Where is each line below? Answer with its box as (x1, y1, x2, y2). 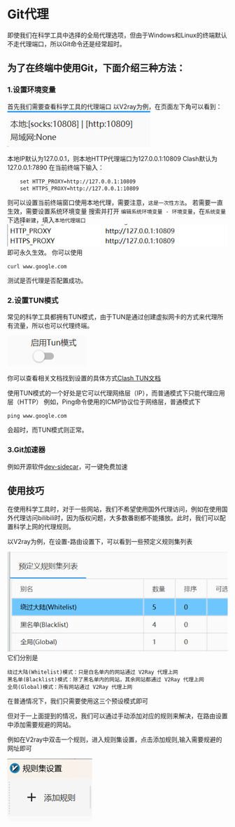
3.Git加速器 (7, 445, 45, 455)
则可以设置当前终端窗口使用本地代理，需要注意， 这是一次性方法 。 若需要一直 (7, 198, 224, 207)
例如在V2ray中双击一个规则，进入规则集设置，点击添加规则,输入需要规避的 (7, 735, 222, 744)
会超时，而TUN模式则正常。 (7, 425, 89, 435)
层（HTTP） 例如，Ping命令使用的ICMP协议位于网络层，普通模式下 (7, 397, 201, 406)
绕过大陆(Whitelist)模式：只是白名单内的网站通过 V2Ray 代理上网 (7, 669, 178, 676)
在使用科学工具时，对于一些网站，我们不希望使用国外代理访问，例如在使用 (7, 505, 222, 513)
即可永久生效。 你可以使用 (7, 248, 83, 257)
